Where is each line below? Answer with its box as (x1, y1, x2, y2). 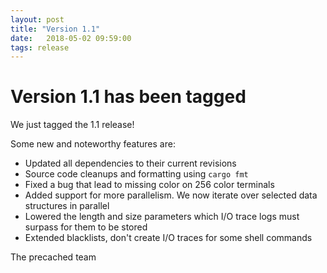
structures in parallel (24, 200, 110, 212)
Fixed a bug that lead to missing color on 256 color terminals (24, 179, 275, 191)
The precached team (10, 251, 97, 263)
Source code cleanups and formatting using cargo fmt (24, 168, 249, 180)
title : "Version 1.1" (10, 24, 101, 34)
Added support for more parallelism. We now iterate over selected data (24, 189, 318, 201)
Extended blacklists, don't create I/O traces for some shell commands (24, 232, 313, 244)
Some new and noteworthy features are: (10, 138, 176, 150)
